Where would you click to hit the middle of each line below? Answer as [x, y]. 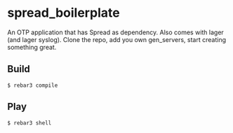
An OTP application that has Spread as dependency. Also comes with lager [116, 32]
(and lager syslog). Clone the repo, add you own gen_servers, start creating [117, 39]
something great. [32, 47]
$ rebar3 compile [33, 85]
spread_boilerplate [64, 13]
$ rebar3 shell [29, 123]
